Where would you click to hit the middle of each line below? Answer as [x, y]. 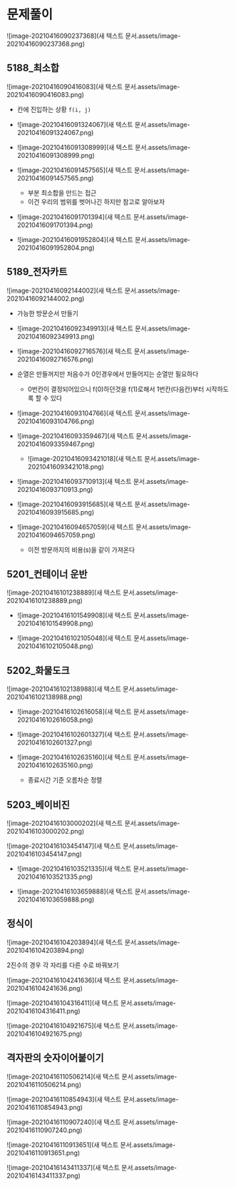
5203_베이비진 [39, 805]
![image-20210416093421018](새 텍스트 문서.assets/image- [114, 458]
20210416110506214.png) [44, 1084]
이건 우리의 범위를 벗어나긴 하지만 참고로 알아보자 [96, 201]
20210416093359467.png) [56, 444]
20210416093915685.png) [56, 512]
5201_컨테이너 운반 [47, 574]
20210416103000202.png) [46, 831]
